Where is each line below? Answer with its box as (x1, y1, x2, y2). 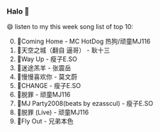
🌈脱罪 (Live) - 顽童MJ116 (16, 108, 89, 116)
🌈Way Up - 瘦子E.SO (16, 55, 77, 63)
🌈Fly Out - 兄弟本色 (16, 117, 74, 126)
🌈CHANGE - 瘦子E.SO (16, 82, 81, 90)
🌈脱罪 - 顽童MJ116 (16, 90, 72, 99)
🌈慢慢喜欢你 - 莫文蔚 (16, 72, 78, 81)
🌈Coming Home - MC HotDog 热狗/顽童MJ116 (16, 37, 151, 45)
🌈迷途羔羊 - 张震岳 (16, 64, 72, 72)
